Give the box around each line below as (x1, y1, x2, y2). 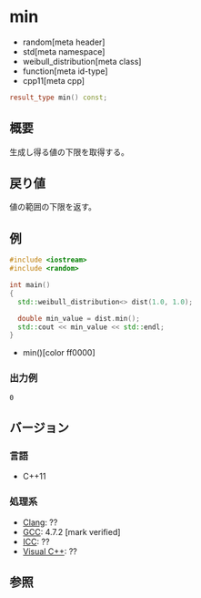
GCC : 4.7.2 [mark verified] (22, 526, 121, 537)
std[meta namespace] (22, 46, 106, 57)
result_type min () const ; (9, 93, 107, 102)
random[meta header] (22, 36, 106, 47)
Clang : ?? (22, 517, 58, 528)
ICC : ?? (22, 536, 50, 547)
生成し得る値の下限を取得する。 (9, 146, 129, 157)
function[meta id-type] (22, 66, 108, 77)
